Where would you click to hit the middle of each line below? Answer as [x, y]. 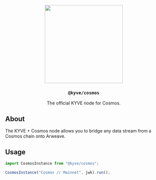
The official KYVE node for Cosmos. [84, 103]
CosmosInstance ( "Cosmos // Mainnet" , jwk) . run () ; [58, 172]
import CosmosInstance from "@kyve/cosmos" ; [52, 163]
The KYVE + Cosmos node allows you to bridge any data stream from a [78, 131]
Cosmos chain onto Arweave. [35, 136]
